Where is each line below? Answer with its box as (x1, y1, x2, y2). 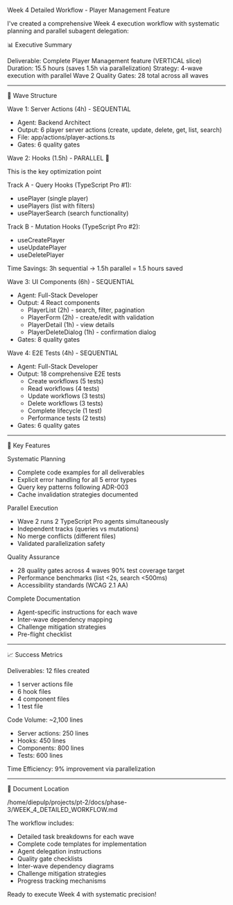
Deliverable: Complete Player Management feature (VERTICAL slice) (7, 57, 202, 65)
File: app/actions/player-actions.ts (17, 133, 116, 141)
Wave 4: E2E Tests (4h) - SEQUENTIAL (7, 349, 119, 357)
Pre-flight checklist (17, 630, 72, 638)
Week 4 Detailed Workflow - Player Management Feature (7, 6, 170, 14)
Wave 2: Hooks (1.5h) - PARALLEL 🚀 (7, 154, 110, 162)
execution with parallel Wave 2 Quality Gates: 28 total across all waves (7, 72, 209, 79)
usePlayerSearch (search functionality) (17, 209, 129, 217)
